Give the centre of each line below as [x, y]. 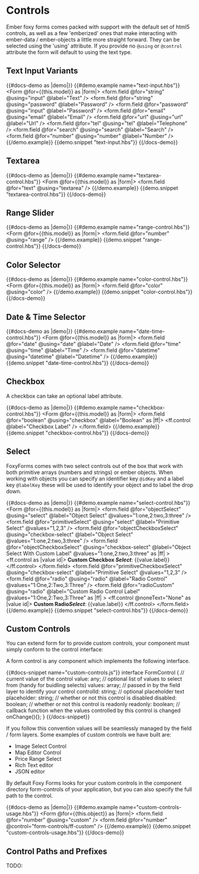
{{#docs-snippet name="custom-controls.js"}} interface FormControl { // [95, 673]
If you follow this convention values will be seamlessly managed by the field [99, 728]
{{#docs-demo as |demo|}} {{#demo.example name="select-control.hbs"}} [98, 502]
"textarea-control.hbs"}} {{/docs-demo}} [56, 194]
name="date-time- [142, 331]
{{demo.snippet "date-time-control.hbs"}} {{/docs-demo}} [78, 363]
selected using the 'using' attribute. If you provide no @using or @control [94, 46]
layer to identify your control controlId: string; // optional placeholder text [95, 692]
